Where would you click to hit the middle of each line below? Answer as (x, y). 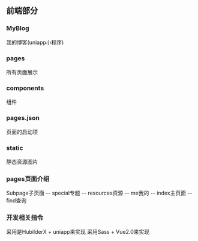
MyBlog (18, 28)
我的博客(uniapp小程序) (35, 42)
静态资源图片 (22, 161)
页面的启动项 (22, 132)
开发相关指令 (25, 218)
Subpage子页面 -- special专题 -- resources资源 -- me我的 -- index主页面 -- (99, 193)
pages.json (23, 118)
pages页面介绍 (28, 178)
